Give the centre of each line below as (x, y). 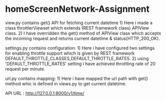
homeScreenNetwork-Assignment (77, 9)
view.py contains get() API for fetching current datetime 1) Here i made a (79, 23)
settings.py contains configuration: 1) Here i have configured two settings (80, 48)
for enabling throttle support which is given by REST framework (70, 53)
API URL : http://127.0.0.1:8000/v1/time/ (45, 93)
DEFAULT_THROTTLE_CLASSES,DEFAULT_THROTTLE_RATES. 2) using (77, 58)
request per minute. (25, 69)
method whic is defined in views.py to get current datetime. (66, 84)
